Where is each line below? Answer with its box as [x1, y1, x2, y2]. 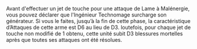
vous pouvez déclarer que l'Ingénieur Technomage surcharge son [6, 11, 167, 18]
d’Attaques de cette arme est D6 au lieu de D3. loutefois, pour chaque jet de [6, 24, 191, 31]
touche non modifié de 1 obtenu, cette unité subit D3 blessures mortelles [6, 30, 183, 37]
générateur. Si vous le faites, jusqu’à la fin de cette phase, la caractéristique [6, 18, 191, 24]
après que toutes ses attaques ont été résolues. [6, 37, 122, 43]
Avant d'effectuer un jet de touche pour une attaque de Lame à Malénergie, [6, 5, 190, 12]
